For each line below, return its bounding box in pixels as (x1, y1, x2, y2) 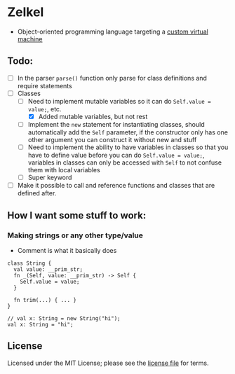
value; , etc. (27, 104, 62, 113)
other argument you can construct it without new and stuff (27, 136, 197, 144)
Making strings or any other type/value (7, 230, 144, 240)
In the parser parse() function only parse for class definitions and (17, 74, 207, 82)
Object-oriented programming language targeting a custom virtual (17, 27, 208, 36)
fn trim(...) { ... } (13, 296, 77, 303)
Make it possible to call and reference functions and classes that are (17, 181, 215, 190)
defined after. (17, 189, 57, 198)
